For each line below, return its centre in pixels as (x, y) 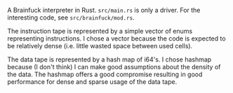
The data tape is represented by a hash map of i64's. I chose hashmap (109, 59)
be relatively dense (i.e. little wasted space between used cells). (100, 46)
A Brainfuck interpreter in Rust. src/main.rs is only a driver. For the (104, 10)
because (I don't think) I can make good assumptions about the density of (114, 67)
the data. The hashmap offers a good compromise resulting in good (105, 74)
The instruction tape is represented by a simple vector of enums (100, 31)
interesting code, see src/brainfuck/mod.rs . (71, 17)
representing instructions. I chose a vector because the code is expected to (116, 38)
